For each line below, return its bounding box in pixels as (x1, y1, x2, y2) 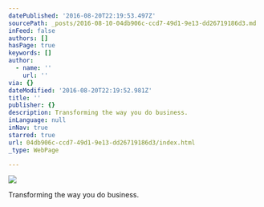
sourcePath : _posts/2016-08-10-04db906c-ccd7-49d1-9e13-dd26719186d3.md (8, 19, 257, 27)
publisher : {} (8, 101, 56, 109)
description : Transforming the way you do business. (8, 109, 189, 117)
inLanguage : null (8, 116, 67, 124)
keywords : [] (8, 49, 52, 57)
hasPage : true (8, 42, 56, 50)
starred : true (8, 131, 56, 139)
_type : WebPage (8, 146, 59, 154)
